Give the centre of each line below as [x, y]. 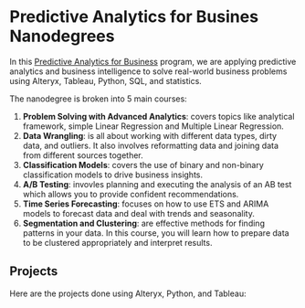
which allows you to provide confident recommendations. [131, 194]
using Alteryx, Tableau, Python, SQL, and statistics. [106, 80]
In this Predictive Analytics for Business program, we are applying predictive [153, 61]
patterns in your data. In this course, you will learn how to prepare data [156, 233]
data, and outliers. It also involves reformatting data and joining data [151, 145]
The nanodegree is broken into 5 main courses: [98, 99]
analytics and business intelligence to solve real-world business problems [148, 71]
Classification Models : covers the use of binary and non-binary [143, 165]
